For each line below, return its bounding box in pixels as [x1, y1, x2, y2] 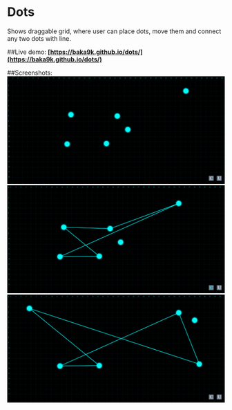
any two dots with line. [7, 34, 71, 42]
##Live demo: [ [7, 48, 50, 56]
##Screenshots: [7, 68, 53, 77]
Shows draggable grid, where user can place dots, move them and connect [7, 27, 222, 35]
